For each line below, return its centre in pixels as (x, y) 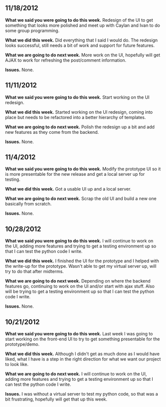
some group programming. (32, 30)
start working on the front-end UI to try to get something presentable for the (83, 339)
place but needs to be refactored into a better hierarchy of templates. (76, 117)
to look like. (17, 365)
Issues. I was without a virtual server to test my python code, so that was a (82, 394)
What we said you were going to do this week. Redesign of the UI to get (79, 20)
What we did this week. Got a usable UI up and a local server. (68, 189)
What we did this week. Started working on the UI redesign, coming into (79, 112)
